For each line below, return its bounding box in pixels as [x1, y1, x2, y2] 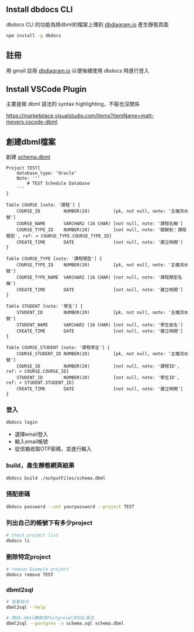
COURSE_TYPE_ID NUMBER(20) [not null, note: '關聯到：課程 [16, 227, 187, 233]
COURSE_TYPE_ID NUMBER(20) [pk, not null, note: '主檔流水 [16, 262, 189, 268]
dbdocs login [6, 420, 38, 425]
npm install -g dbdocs [6, 32, 61, 39]
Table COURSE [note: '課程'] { [6, 202, 81, 208]
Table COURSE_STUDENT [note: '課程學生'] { [6, 345, 110, 351]
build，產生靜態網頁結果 [6, 462, 75, 470]
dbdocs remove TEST [6, 572, 54, 578]
